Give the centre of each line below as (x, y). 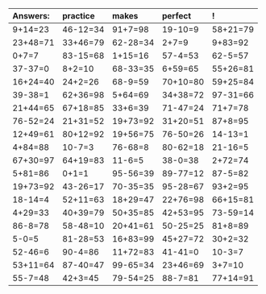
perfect (177, 16)
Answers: (31, 16)
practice (79, 16)
